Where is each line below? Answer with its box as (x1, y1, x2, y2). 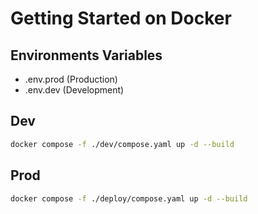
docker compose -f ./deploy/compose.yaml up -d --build (10, 193, 248, 204)
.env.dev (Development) (24, 84, 125, 96)
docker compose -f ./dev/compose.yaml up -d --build (10, 139, 235, 149)
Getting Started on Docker (10, 7, 232, 30)
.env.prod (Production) (24, 73, 118, 85)
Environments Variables (10, 47, 163, 64)
